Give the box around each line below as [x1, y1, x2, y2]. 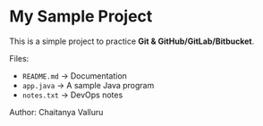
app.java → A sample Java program [21, 80, 155, 90]
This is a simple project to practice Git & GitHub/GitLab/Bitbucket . [9, 36, 255, 46]
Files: [9, 53, 30, 63]
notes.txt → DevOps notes [21, 89, 123, 100]
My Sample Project [9, 6, 153, 27]
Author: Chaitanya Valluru [9, 106, 104, 117]
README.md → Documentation [21, 70, 128, 81]
